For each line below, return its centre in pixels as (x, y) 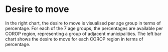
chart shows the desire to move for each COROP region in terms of (74, 39)
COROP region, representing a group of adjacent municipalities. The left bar (83, 33)
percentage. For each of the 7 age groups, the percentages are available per (84, 28)
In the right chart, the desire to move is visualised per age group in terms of (83, 23)
